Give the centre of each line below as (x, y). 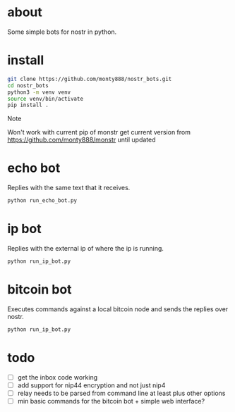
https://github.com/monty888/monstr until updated (82, 140)
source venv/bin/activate (45, 99)
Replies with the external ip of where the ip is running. (86, 248)
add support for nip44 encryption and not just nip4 (91, 385)
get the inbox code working (57, 377)
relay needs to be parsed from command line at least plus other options (121, 393)
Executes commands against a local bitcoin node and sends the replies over (118, 309)
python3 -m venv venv (39, 92)
